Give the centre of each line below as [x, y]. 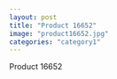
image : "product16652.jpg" [59, 33]
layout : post [33, 17]
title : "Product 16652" [53, 25]
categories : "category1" [55, 42]
